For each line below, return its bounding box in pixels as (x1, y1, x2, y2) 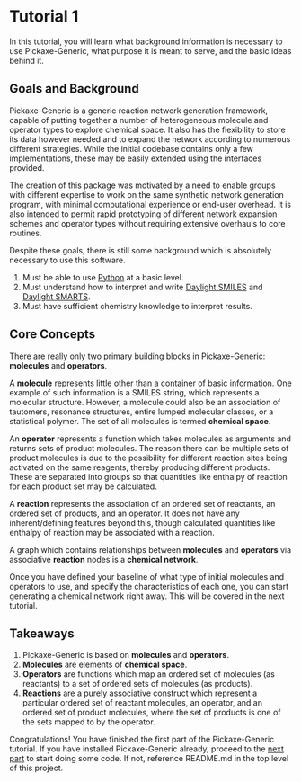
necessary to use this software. (9, 254, 126, 265)
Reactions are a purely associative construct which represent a (22, 688, 258, 698)
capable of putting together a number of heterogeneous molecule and (9, 114, 269, 125)
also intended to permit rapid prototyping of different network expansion (9, 209, 278, 219)
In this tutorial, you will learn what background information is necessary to (9, 36, 283, 47)
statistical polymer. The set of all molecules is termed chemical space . (9, 415, 271, 426)
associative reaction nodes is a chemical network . (9, 554, 199, 564)
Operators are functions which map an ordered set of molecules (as (22, 669, 276, 680)
